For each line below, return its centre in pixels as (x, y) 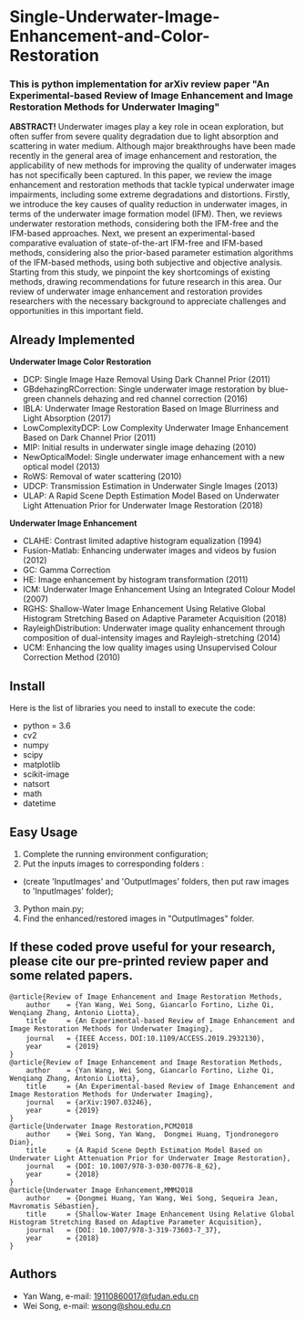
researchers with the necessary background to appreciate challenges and (148, 301)
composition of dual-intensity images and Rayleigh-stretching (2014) (152, 638)
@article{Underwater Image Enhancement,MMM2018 (102, 1190)
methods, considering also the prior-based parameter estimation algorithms (152, 253)
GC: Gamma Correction (66, 570)
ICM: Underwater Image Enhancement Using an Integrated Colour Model (159, 590)
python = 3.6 (46, 726)
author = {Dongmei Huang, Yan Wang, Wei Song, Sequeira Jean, (152, 1198)
